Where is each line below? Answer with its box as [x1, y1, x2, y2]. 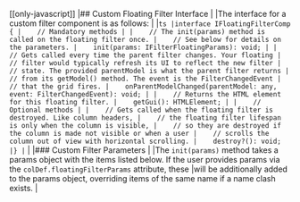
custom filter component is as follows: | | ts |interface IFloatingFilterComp [9, 18, 291, 29]
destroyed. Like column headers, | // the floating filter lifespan [9, 114, 281, 122]
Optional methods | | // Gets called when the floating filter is [9, 105, 274, 114]
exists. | [9, 183, 38, 193]
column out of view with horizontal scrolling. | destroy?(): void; [9, 137, 281, 146]
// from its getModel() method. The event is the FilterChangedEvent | [9, 74, 281, 83]
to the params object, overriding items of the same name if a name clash [9, 173, 276, 183]
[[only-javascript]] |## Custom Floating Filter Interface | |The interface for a [9, 9, 287, 19]
